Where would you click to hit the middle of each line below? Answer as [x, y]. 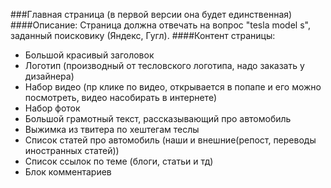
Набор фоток [52, 108]
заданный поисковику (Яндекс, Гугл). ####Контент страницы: [143, 35]
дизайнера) [49, 76]
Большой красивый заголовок [89, 55]
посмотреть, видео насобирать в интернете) [120, 97]
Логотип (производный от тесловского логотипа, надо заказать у [164, 65]
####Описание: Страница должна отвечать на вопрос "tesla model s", [160, 25]
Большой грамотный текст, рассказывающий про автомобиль [158, 118]
